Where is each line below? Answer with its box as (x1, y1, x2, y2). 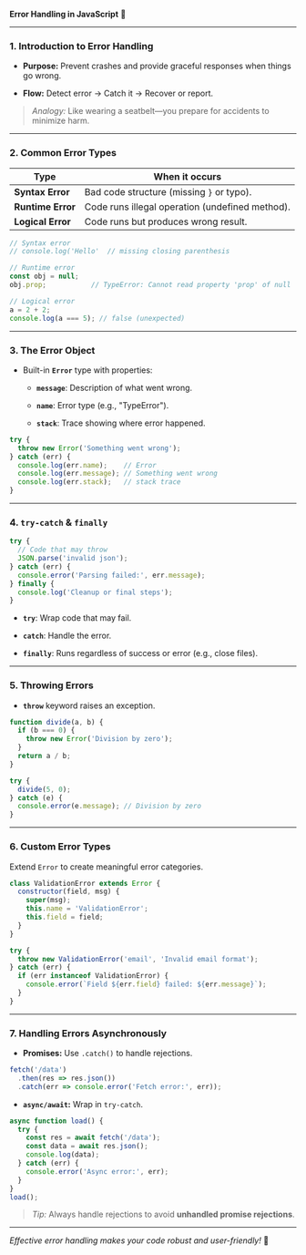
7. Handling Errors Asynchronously (9, 1026, 167, 1039)
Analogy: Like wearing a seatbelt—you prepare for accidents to (31, 106, 270, 117)
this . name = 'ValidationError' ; (25, 904, 148, 913)
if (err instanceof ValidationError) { (17, 972, 169, 981)
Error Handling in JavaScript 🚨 (9, 9, 127, 19)
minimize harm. (31, 115, 90, 127)
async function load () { (9, 1116, 104, 1126)
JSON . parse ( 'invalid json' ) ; (17, 554, 128, 563)
